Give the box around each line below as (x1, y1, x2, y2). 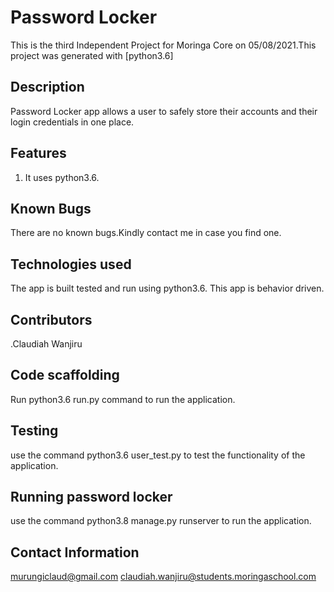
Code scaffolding (10, 367, 120, 384)
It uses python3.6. (24, 171, 100, 183)
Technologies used (10, 256, 132, 273)
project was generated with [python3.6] (10, 49, 174, 61)
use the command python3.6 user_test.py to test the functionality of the (10, 449, 306, 461)
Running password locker (10, 489, 173, 506)
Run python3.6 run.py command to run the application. (10, 393, 236, 405)
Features (10, 145, 67, 162)
